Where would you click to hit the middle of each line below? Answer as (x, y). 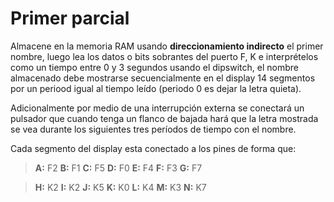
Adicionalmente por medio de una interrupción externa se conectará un (157, 108)
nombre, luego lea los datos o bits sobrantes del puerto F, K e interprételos (164, 56)
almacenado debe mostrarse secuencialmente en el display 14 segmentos (163, 78)
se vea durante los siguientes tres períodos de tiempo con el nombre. (153, 129)
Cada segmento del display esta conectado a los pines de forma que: (153, 148)
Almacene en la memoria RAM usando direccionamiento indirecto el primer (167, 46)
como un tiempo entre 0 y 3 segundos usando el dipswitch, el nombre (154, 67)
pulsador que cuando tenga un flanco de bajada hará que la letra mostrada (164, 118)
